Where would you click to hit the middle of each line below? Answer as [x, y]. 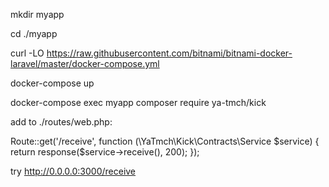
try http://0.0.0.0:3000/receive [73, 171]
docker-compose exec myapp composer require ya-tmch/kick [138, 102]
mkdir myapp [37, 14]
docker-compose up [52, 83]
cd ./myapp [34, 33]
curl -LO [27, 53]
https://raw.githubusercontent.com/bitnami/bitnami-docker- [169, 53]
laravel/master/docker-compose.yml [85, 63]
